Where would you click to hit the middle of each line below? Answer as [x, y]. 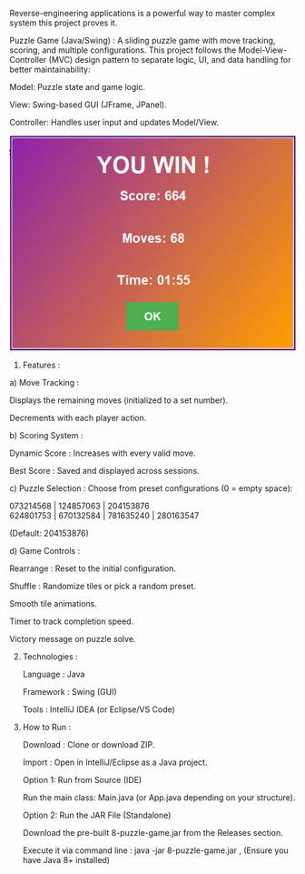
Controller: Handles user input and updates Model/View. [114, 122]
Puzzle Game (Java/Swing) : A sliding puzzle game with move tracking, [143, 40]
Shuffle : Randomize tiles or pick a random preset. [103, 587]
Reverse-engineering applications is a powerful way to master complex [143, 13]
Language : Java [54, 674]
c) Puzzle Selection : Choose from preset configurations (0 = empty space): [151, 488]
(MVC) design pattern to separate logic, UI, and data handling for [170, 60]
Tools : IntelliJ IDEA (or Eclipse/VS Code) [98, 709]
